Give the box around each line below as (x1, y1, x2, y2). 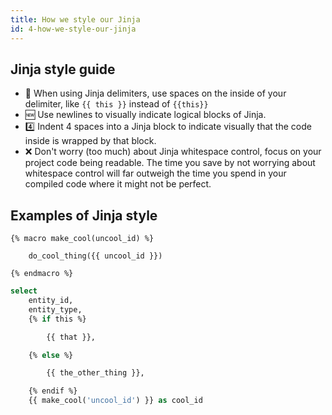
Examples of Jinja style (10, 207, 158, 224)
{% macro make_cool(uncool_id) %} (10, 234, 155, 244)
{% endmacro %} (10, 269, 74, 279)
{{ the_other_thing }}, (46, 368, 145, 378)
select (10, 286, 38, 296)
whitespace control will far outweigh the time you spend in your (24, 167, 287, 180)
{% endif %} (28, 386, 78, 396)
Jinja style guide (10, 61, 116, 78)
